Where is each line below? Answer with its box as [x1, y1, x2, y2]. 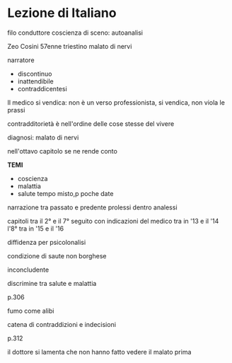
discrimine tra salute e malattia [7, 279, 97, 287]
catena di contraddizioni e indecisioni [7, 320, 117, 328]
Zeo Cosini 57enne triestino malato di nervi [7, 42, 132, 50]
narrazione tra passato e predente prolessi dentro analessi [7, 203, 178, 212]
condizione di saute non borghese [7, 251, 107, 260]
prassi [7, 105, 25, 114]
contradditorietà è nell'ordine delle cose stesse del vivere [7, 119, 175, 128]
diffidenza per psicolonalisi [7, 238, 86, 246]
